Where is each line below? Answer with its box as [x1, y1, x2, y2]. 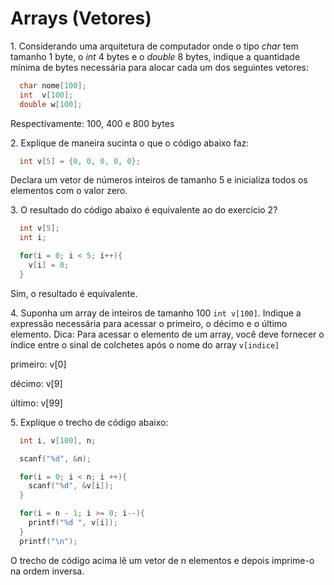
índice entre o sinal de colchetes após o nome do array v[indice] [10, 338, 280, 351]
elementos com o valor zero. [10, 185, 128, 197]
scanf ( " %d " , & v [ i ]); [28, 481, 114, 491]
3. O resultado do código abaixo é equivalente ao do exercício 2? [10, 204, 278, 216]
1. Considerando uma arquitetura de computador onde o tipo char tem [10, 40, 299, 52]
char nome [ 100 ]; [19, 80, 87, 91]
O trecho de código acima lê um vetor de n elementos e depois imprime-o [10, 554, 315, 566]
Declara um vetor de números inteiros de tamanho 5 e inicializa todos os [10, 174, 308, 186]
